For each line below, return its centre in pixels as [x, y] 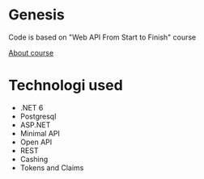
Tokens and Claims [52, 168]
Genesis [36, 15]
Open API [36, 142]
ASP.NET [35, 125]
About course [31, 52]
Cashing [34, 159]
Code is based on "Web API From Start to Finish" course [102, 37]
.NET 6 [32, 107]
